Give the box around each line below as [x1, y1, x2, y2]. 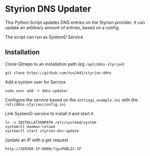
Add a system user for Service [5, 79, 66, 85]
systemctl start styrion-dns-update [5, 128, 79, 133]
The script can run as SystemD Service [5, 34, 83, 40]
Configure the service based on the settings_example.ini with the [5, 97, 138, 103]
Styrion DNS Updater [5, 3, 91, 15]
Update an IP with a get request [5, 137, 68, 143]
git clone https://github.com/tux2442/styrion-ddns [5, 70, 112, 75]
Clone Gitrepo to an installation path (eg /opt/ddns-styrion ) [5, 61, 125, 67]
